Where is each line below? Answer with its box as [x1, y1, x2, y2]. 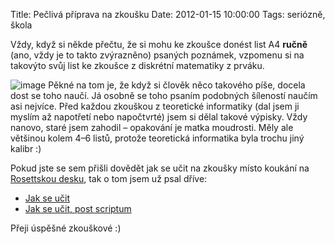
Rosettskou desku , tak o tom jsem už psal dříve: [10, 173, 208, 184]
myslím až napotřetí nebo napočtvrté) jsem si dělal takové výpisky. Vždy [10, 111, 308, 123]
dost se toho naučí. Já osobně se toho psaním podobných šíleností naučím [10, 90, 318, 101]
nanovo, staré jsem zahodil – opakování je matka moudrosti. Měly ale [10, 122, 294, 133]
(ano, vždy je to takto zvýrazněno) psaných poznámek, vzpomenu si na [10, 49, 305, 61]
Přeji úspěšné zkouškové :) [10, 222, 122, 234]
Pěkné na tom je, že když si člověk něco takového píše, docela [48, 79, 306, 91]
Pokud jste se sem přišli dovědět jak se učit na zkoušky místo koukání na [10, 162, 310, 174]
